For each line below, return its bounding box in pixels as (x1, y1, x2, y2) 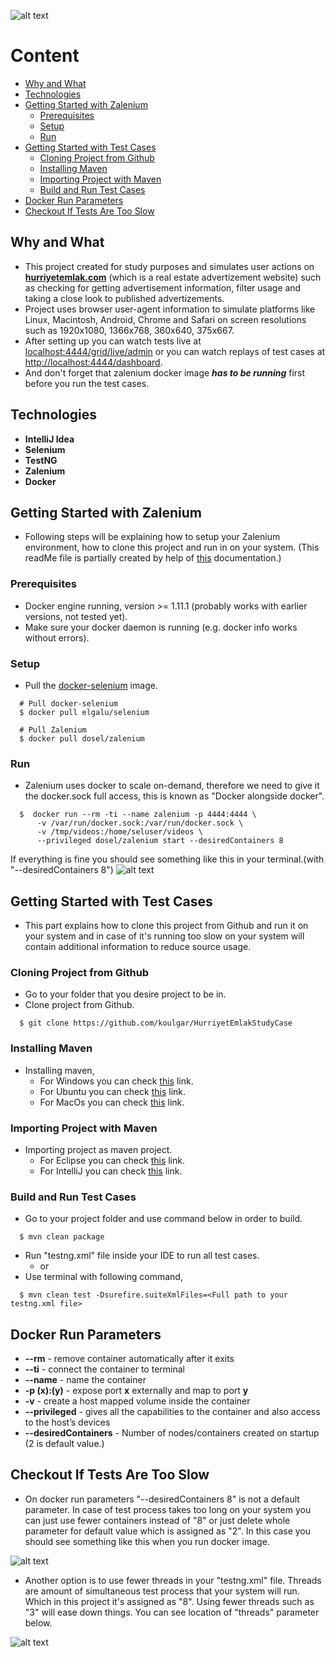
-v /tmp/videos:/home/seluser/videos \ (36, 827, 203, 837)
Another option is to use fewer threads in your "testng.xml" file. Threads (24, 1574, 322, 1586)
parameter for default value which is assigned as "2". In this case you (24, 1525, 311, 1537)
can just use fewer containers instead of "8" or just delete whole (24, 1514, 291, 1526)
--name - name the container (24, 1374, 147, 1386)
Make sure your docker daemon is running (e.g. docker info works (24, 621, 298, 633)
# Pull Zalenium (19, 725, 87, 735)
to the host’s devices (24, 1416, 111, 1429)
